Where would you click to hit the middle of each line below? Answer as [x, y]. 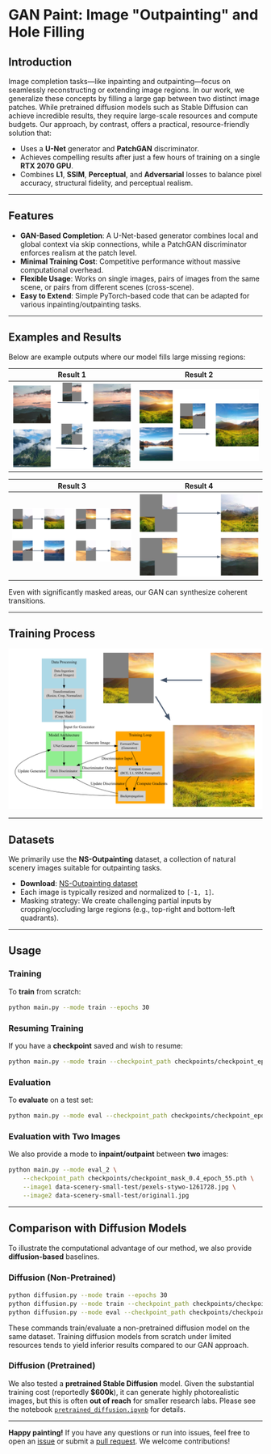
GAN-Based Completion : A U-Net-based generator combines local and [139, 235]
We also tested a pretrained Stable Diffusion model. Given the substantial [131, 1383]
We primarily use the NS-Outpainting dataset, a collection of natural [122, 859]
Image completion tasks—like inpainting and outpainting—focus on [120, 81]
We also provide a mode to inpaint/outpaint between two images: [119, 1154]
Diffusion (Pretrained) [52, 1366]
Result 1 [72, 375]
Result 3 [72, 485]
